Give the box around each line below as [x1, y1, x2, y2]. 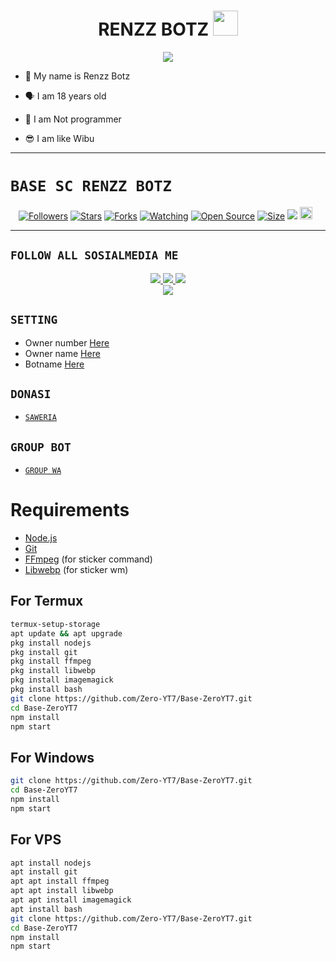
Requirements [10, 499, 130, 522]
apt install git [10, 867, 78, 877]
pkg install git [10, 647, 78, 657]
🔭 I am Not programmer [24, 113, 122, 125]
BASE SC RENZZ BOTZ [10, 177, 172, 196]
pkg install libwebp [10, 666, 97, 676]
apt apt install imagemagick [10, 895, 132, 905]
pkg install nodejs [10, 638, 92, 648]
